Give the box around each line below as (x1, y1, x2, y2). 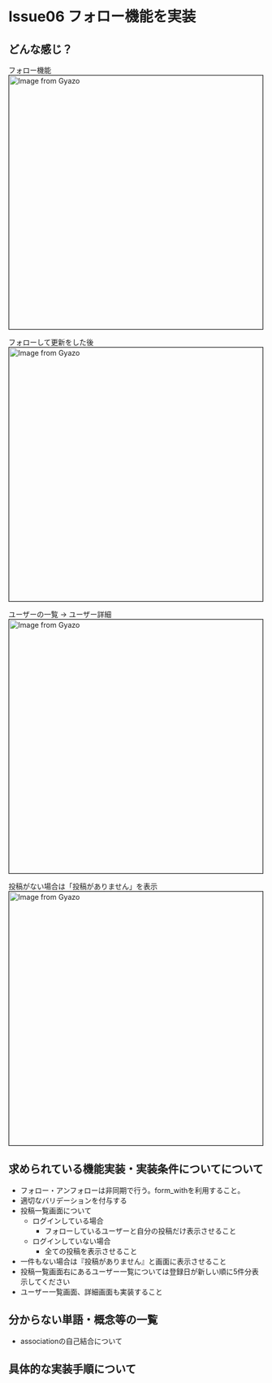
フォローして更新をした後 (8, 338, 94, 347)
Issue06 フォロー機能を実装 (8, 7, 196, 26)
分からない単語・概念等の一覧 (8, 1313, 158, 1327)
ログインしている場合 (32, 1216, 104, 1225)
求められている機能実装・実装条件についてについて (8, 1162, 264, 1176)
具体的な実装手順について (8, 1362, 136, 1377)
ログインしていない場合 (32, 1236, 111, 1246)
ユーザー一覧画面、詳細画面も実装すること (19, 1286, 163, 1296)
